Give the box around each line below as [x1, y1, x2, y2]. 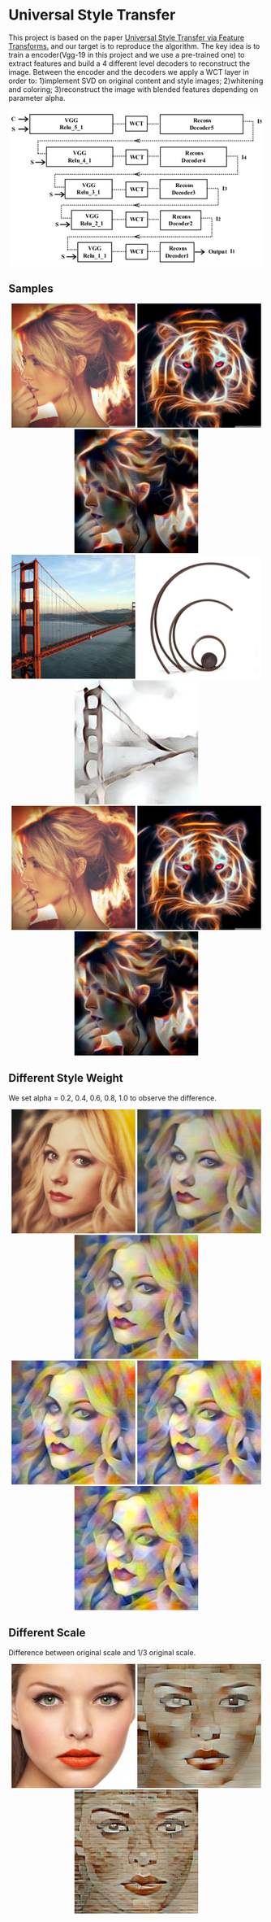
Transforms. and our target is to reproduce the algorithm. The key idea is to [8, 41, 260, 50]
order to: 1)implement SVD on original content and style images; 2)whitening [8, 76, 264, 85]
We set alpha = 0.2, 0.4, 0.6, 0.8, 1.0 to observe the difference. [8, 1092, 217, 1103]
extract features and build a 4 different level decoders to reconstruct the [8, 59, 250, 68]
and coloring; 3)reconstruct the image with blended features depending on [8, 84, 259, 94]
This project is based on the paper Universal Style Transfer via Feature [8, 33, 245, 42]
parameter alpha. [8, 93, 66, 102]
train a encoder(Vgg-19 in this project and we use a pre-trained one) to [8, 50, 245, 59]
